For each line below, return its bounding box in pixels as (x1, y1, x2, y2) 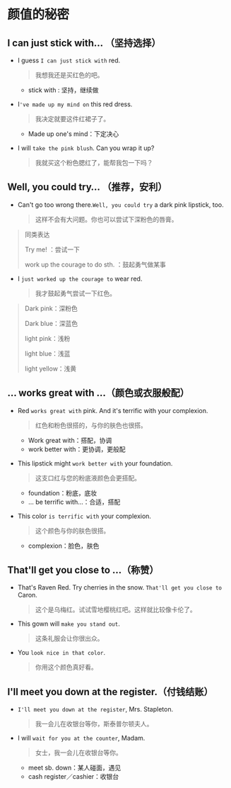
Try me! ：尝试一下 (24, 245, 80, 254)
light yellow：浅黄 (24, 364, 77, 373)
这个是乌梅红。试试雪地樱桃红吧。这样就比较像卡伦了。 (35, 605, 196, 614)
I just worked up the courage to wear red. (17, 274, 143, 283)
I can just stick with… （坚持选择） (7, 37, 161, 49)
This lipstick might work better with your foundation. (17, 458, 173, 468)
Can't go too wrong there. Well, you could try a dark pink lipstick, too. (17, 200, 224, 209)
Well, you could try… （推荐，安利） (7, 181, 167, 193)
